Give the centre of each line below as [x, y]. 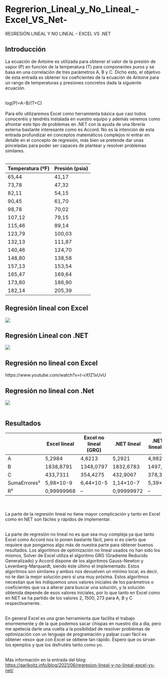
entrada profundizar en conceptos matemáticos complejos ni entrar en [78, 135]
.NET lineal [127, 444]
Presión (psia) [71, 168]
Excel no [94, 437]
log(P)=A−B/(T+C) [24, 103]
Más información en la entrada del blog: [46, 660]
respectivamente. [23, 603]
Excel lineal [60, 444]
